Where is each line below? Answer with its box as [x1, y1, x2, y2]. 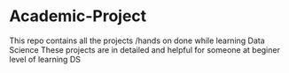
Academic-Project [9, 6, 147, 26]
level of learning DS [9, 54, 82, 64]
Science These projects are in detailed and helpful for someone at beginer [9, 44, 281, 55]
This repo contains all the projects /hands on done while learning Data [9, 35, 266, 46]
